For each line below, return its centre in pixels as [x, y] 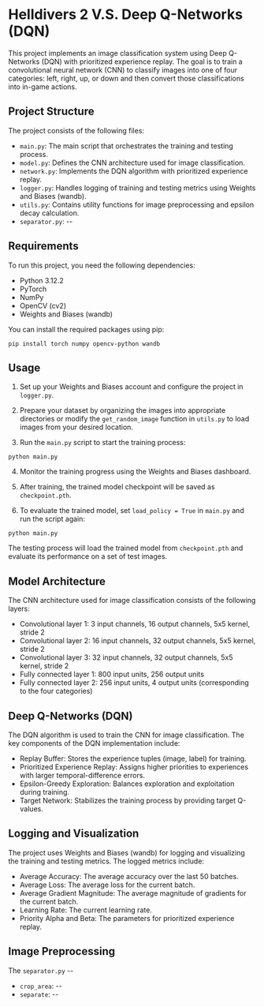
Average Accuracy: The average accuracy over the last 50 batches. [129, 876]
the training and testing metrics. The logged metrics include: [106, 861]
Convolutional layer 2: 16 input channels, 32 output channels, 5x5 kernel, [138, 641]
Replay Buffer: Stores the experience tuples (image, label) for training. [133, 758]
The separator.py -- [41, 970]
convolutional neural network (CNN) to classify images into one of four [123, 69]
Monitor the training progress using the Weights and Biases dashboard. [135, 472]
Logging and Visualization [74, 834]
